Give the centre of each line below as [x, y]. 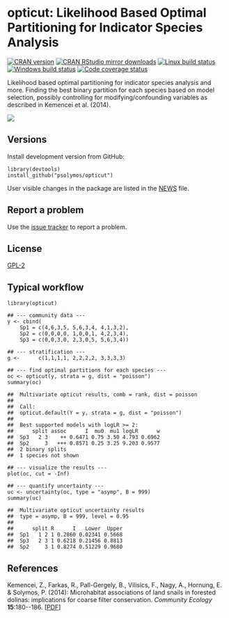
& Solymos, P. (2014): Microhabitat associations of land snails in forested [111, 592]
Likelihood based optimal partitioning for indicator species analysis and [109, 82]
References [33, 568]
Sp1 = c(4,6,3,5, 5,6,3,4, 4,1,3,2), [74, 328]
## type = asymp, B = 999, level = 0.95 [68, 516]
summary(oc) [24, 383]
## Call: [22, 407]
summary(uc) [24, 498]
